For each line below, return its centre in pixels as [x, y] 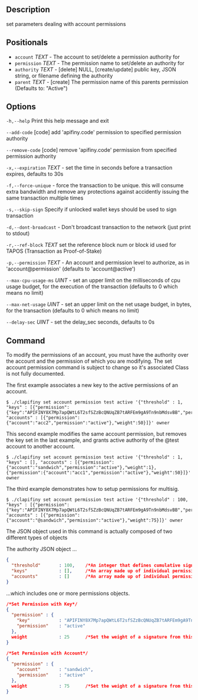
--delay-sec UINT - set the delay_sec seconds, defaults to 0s [80, 322]
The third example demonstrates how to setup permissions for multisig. [93, 489]
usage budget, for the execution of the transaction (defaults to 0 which [92, 286]
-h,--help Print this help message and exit [57, 121]
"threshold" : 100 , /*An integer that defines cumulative [96, 566]
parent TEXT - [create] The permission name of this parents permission [101, 82]
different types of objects [37, 538]
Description [28, 10]
